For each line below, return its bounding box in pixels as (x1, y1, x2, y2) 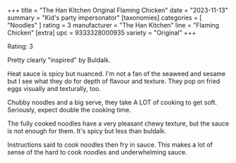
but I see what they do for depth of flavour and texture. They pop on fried (7, 77, 221, 85)
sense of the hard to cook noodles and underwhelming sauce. (7, 148, 187, 156)
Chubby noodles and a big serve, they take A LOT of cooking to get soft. (7, 98, 217, 107)
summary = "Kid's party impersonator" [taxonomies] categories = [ (7, 13, 202, 22)
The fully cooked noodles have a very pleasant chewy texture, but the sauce (7, 119, 230, 128)
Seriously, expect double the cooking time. (7, 106, 132, 114)
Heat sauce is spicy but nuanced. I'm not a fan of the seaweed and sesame (7, 70, 226, 78)
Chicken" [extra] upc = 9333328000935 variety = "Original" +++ (7, 28, 197, 37)
